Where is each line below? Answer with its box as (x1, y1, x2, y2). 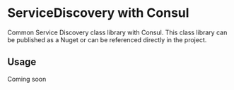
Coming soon (7, 75, 47, 83)
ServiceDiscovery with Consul (7, 5, 189, 21)
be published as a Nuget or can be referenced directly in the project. (7, 35, 207, 44)
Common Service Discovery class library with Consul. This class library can (7, 28, 228, 37)
